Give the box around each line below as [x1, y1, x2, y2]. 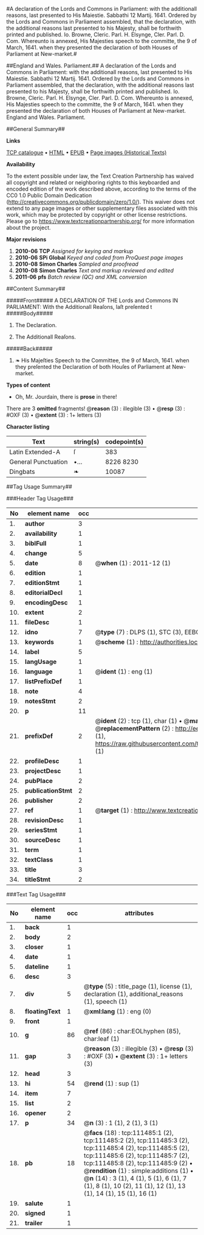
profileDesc [25, 757, 59, 765]
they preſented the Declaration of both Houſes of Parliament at [15, 364, 171, 370]
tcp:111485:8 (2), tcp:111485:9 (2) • [84, 1159, 193, 1167]
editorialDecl [25, 589, 63, 597]
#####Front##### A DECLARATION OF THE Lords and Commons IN [6, 297, 178, 304]
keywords [25, 638, 55, 646]
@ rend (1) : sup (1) [84, 1080, 140, 1088]
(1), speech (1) [84, 998, 127, 1006]
